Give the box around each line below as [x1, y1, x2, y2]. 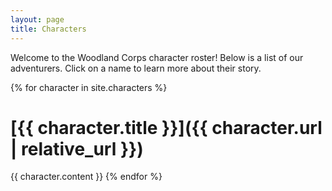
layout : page [10, 14, 65, 25]
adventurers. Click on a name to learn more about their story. [10, 62, 262, 74]
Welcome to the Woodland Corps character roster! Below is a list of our [10, 51, 304, 63]
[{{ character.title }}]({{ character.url [10, 116, 323, 139]
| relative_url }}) [10, 137, 144, 160]
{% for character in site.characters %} [10, 81, 168, 93]
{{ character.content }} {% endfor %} [10, 171, 163, 183]
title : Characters [10, 24, 87, 34]
